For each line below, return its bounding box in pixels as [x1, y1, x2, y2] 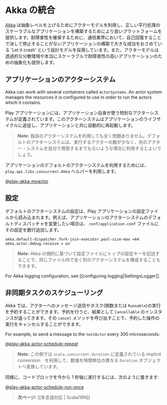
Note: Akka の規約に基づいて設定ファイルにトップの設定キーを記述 [17, 250, 156, 257]
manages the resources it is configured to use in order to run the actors [5, 94, 152, 100]
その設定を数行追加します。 [5, 227, 62, 233]
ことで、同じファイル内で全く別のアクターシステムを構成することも [21, 257, 161, 263]
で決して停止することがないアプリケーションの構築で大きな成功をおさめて [5, 40, 158, 46]
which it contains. [5, 99, 41, 105]
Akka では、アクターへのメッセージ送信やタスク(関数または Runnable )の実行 [5, 302, 161, 309]
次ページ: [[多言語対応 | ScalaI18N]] [17, 395, 90, 401]
